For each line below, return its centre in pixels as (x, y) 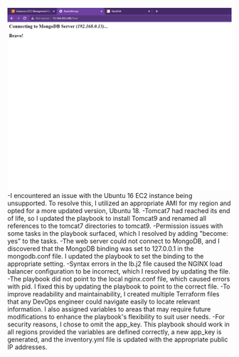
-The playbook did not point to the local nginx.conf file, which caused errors (119, 279)
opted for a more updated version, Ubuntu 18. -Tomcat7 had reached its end (119, 210)
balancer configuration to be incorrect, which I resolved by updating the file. (119, 271)
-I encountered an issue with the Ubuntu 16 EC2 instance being (100, 195)
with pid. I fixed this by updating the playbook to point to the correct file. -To (119, 286)
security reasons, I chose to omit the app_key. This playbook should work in (118, 324)
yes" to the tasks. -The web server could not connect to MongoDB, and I (114, 241)
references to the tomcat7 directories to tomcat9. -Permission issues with (115, 226)
